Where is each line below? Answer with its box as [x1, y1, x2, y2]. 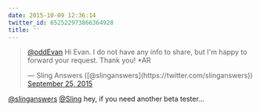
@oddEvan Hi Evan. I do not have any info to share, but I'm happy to [27, 48, 247, 57]
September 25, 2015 [27, 79, 93, 88]
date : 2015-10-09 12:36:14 [8, 11, 96, 20]
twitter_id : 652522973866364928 [8, 19, 114, 27]
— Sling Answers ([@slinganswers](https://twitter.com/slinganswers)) [27, 71, 253, 81]
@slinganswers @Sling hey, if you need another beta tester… [8, 95, 205, 104]
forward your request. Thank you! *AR [27, 55, 151, 65]
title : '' [8, 26, 41, 34]
